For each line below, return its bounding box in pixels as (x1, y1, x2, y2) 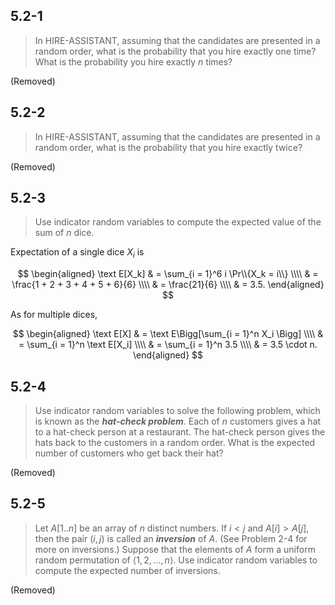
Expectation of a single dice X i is (10, 246, 145, 261)
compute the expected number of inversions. (34, 564, 221, 576)
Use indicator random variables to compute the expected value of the (34, 216, 322, 228)
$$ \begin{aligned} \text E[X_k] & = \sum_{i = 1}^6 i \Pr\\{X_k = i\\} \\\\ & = (17, 268, 319, 280)
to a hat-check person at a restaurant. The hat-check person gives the (34, 426, 326, 438)
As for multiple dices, (10, 309, 98, 321)
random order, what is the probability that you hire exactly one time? (34, 45, 317, 57)
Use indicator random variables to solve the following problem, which (34, 405, 321, 417)
